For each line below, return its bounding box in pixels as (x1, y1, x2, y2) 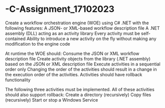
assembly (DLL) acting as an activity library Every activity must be (5, 30, 140, 36)
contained (5, 36, 26, 42)
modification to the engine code (5, 41, 70, 47)
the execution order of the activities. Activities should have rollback (5, 71, 143, 77)
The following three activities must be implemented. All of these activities (5, 86, 155, 92)
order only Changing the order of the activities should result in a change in (5, 66, 157, 72)
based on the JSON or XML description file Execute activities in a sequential (5, 61, 161, 67)
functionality (5, 77, 31, 83)
